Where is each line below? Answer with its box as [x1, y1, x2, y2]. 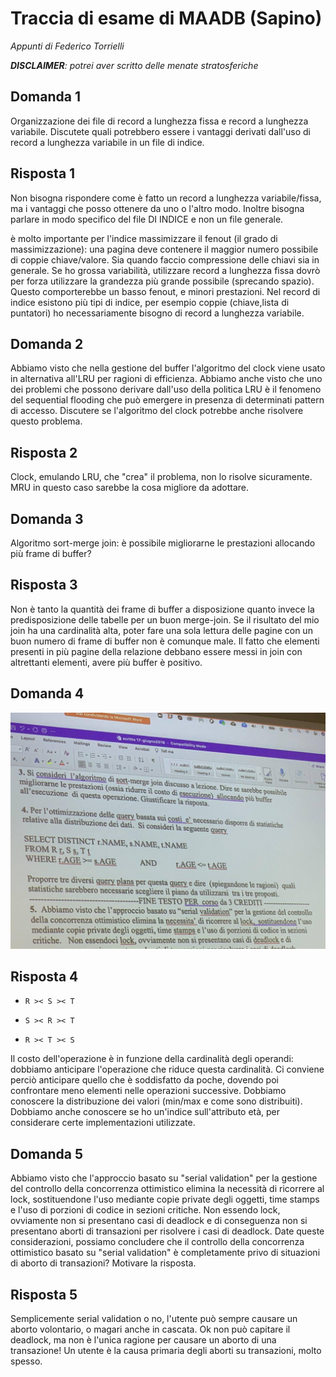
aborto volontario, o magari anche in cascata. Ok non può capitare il [10, 1323, 291, 1336]
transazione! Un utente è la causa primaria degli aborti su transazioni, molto [10, 1345, 322, 1357]
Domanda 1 [10, 88, 81, 106]
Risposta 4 [10, 968, 79, 986]
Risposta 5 [10, 1286, 78, 1303]
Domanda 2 [10, 335, 84, 352]
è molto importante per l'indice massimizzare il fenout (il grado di [10, 232, 278, 244]
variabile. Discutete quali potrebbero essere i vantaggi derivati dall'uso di [10, 125, 311, 137]
